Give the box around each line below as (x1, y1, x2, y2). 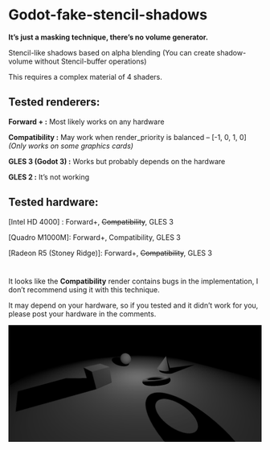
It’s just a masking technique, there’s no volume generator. (8, 32, 209, 42)
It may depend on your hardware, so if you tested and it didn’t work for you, (8, 300, 259, 310)
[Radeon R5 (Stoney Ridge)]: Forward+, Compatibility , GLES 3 (8, 248, 213, 258)
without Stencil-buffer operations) (35, 56, 147, 66)
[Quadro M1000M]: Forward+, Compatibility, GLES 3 (8, 232, 181, 242)
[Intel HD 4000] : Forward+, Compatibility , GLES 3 (8, 217, 174, 226)
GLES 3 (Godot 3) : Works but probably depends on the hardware (8, 156, 226, 166)
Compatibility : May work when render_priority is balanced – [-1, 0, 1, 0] (8, 132, 247, 142)
